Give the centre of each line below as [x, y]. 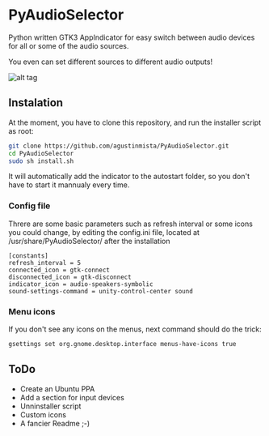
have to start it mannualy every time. [69, 185]
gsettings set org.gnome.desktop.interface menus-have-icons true [122, 344]
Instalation [36, 103]
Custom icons [43, 414]
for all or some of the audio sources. [69, 45]
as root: [21, 130]
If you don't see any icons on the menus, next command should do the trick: [135, 329]
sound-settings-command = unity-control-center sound [101, 291]
